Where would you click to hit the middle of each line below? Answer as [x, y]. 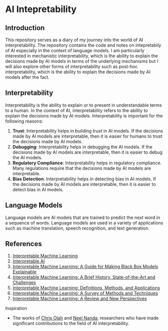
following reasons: [24, 121]
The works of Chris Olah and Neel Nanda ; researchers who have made [86, 318]
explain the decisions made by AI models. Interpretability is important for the [84, 116]
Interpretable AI [29, 261]
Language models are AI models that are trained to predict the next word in [83, 217]
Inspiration [16, 308]
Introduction [25, 28]
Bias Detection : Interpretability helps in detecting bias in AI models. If [84, 179]
